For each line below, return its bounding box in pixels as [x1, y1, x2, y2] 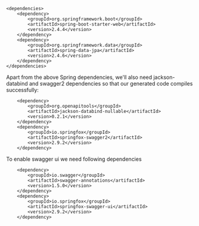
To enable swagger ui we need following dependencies [6, 155, 142, 163]
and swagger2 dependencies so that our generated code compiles [29, 80, 193, 87]
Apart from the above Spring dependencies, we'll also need [6, 74, 153, 81]
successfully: [6, 87, 39, 93]
